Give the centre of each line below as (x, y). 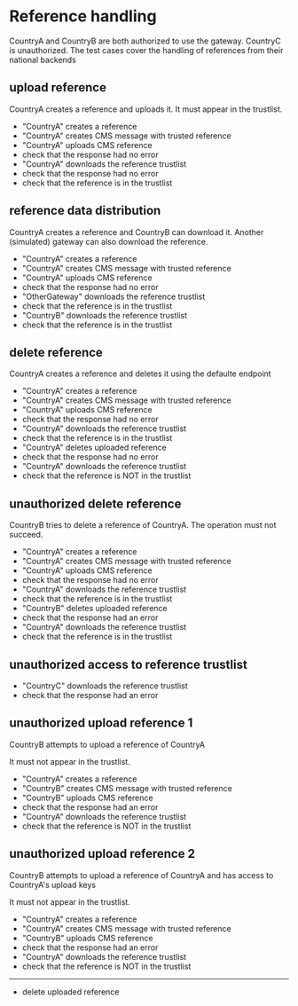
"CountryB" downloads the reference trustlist (105, 315)
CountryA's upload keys (52, 884)
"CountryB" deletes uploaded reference (94, 609)
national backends (43, 59)
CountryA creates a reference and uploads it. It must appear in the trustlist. (146, 109)
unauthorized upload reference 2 (102, 854)
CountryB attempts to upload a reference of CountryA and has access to (141, 875)
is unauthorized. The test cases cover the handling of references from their (146, 50)
